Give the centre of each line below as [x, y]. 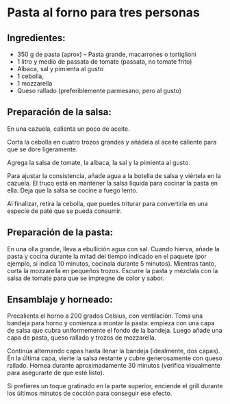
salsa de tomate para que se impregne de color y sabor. [86, 278]
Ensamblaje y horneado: [60, 300]
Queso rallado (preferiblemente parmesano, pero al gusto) [99, 91]
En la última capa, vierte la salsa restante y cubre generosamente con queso [115, 358]
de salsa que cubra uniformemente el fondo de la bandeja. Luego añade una [115, 331]
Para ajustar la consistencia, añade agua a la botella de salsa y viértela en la [114, 175]
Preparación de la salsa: [59, 112]
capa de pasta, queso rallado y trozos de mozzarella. [82, 338]
